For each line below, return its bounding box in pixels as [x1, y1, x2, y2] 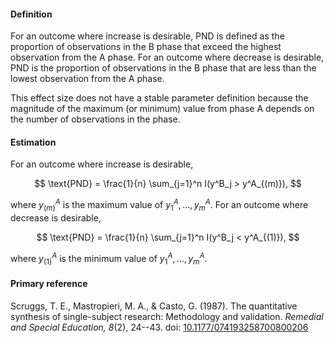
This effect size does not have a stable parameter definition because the [10, 92, 309, 104]
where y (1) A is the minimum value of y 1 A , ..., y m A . [10, 250, 208, 267]
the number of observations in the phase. [10, 113, 181, 125]
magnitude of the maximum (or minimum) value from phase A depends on [10, 103, 315, 115]
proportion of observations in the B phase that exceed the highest [10, 41, 282, 53]
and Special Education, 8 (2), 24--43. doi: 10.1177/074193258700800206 [10, 321, 309, 333]
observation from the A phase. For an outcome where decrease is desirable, [10, 51, 325, 64]
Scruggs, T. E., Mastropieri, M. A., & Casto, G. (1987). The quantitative [10, 300, 298, 312]
